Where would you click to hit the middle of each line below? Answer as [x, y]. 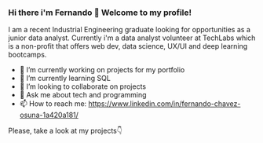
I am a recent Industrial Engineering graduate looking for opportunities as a [130, 30]
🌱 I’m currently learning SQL [65, 79]
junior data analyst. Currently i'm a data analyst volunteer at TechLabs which [132, 38]
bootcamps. [27, 55]
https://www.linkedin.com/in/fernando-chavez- [164, 104]
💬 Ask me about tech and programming [83, 95]
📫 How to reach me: [53, 104]
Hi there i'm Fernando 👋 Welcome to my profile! [100, 13]
